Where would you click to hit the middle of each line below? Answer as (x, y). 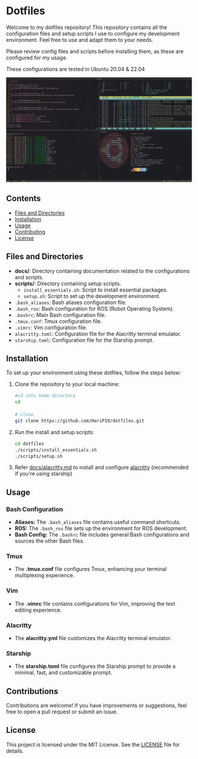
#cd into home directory (45, 396)
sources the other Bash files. (49, 541)
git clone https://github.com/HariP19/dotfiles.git (79, 421)
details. (15, 751)
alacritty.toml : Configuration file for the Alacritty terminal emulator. (98, 334)
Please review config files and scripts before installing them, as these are (95, 51)
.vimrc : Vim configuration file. (51, 327)
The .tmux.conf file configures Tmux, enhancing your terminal (90, 569)
